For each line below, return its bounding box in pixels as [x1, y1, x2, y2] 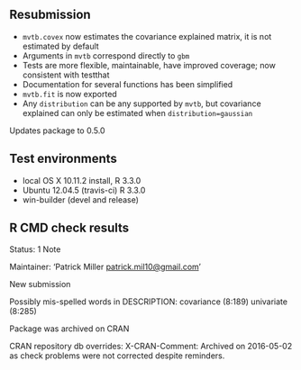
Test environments [9, 151, 117, 167]
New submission [9, 279, 71, 290]
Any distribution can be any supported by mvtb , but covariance [22, 98, 261, 109]
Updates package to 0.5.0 [9, 125, 105, 136]
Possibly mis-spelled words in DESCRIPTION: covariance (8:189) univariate [9, 296, 288, 307]
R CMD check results [9, 221, 130, 236]
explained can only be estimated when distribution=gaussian [22, 107, 253, 118]
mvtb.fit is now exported [22, 88, 117, 99]
